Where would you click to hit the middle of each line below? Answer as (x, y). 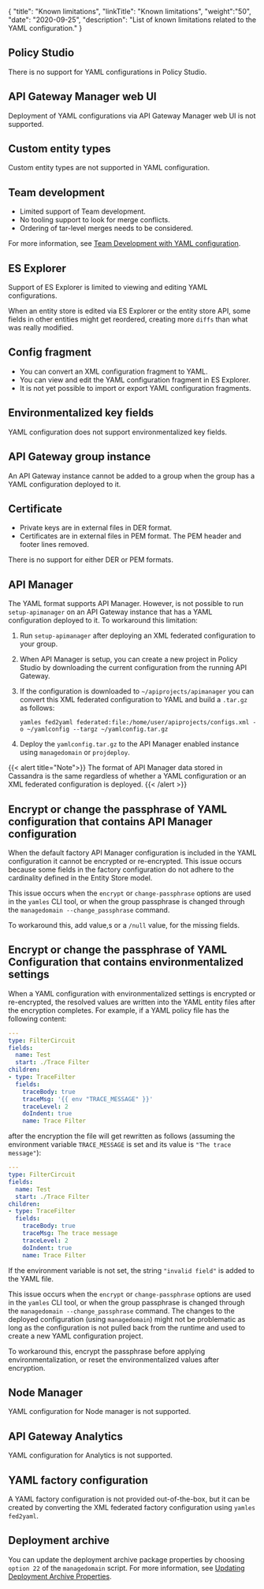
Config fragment (50, 353)
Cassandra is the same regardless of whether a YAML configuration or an (127, 776)
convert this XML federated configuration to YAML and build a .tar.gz (134, 700)
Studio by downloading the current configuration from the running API (133, 668)
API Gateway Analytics (66, 1436)
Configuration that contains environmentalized (126, 962)
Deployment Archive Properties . (60, 1576)
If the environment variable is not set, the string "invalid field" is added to (131, 1270)
